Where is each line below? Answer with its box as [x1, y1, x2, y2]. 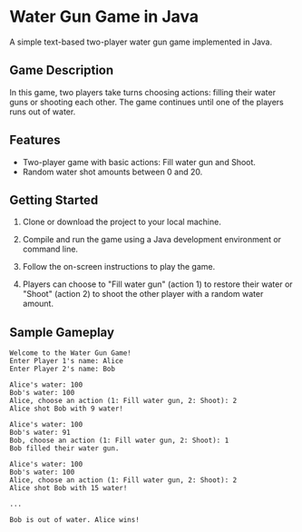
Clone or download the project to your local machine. [22, 216, 222, 228]
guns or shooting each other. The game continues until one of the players [9, 96, 284, 107]
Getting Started [9, 192, 99, 208]
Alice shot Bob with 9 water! [9, 404, 124, 414]
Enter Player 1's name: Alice [9, 357, 124, 366]
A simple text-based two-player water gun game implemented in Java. [9, 36, 273, 47]
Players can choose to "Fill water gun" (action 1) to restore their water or [22, 279, 293, 290]
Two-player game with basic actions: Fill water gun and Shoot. [22, 156, 257, 167]
